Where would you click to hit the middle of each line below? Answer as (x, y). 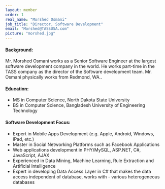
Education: (17, 89)
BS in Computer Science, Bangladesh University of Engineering (79, 105)
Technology (25, 111)
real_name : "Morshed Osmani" (36, 19)
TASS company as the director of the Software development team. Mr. (79, 72)
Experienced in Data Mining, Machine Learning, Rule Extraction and (83, 161)
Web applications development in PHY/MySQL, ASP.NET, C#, (77, 149)
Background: (19, 50)
